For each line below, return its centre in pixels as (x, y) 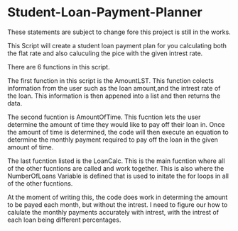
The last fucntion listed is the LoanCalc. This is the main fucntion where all (116, 161)
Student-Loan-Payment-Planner (105, 12)
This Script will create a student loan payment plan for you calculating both (117, 45)
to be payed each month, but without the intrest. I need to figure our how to (118, 204)
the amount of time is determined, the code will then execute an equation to (118, 132)
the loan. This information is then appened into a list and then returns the (114, 96)
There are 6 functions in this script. (59, 67)
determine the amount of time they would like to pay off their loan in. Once (116, 124)
